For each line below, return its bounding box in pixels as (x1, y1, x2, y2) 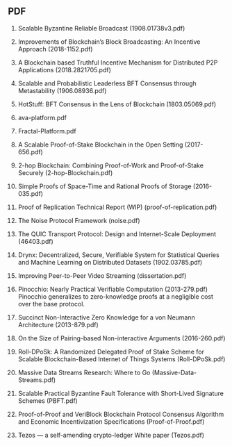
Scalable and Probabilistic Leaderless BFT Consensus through (17, 79, 197, 88)
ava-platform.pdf (17, 113, 67, 122)
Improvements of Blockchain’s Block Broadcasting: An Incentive (17, 38, 201, 46)
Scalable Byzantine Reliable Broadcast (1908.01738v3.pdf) (17, 24, 185, 32)
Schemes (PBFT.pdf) (17, 396, 78, 405)
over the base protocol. (17, 299, 85, 308)
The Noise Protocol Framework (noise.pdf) (17, 216, 141, 224)
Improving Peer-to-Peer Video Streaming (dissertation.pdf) (17, 271, 187, 280)
